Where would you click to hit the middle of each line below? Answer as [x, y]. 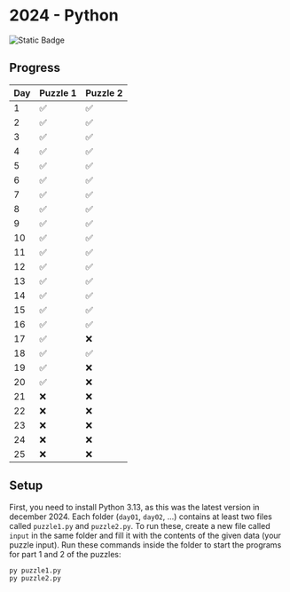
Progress [35, 68]
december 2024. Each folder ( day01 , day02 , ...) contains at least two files [141, 517]
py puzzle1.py [35, 570]
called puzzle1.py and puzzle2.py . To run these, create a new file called [140, 525]
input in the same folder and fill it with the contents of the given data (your [145, 535]
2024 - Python [64, 16]
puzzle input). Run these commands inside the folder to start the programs [145, 545]
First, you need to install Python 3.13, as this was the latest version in [134, 507]
